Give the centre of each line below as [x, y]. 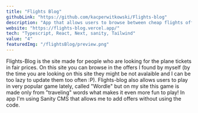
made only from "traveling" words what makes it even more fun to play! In [95, 92]
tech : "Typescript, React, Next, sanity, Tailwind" [71, 34]
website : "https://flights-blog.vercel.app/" [63, 28]
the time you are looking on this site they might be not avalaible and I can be [98, 74]
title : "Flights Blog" [34, 11]
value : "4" [19, 39]
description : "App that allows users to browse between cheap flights [95, 22]
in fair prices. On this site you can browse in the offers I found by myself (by [98, 67]
